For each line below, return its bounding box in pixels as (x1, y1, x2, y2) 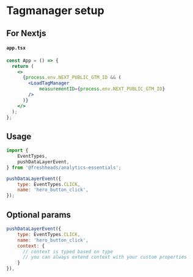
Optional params (6, 209, 71, 220)
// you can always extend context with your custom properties (22, 254, 188, 260)
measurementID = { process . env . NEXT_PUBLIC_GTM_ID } (38, 86, 166, 92)
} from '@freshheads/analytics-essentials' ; (6, 164, 122, 171)
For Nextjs (6, 28, 46, 39)
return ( (12, 63, 34, 69)
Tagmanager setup (6, 4, 105, 18)
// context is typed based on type (22, 248, 114, 254)
